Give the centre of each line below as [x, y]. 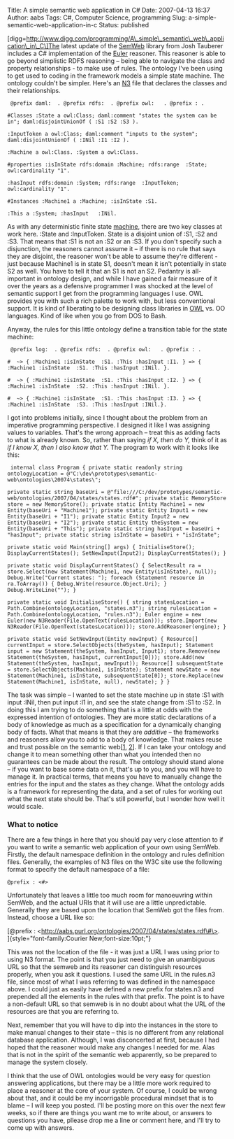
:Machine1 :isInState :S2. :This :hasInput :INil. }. [89, 386]
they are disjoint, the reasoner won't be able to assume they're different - [112, 256]
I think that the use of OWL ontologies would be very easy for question [109, 1076]
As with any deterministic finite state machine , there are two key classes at [115, 226]
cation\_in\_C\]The [34, 46]
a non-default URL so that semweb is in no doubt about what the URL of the [116, 1004]
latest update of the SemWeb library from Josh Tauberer [142, 46]
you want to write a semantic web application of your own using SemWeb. [114, 847]
